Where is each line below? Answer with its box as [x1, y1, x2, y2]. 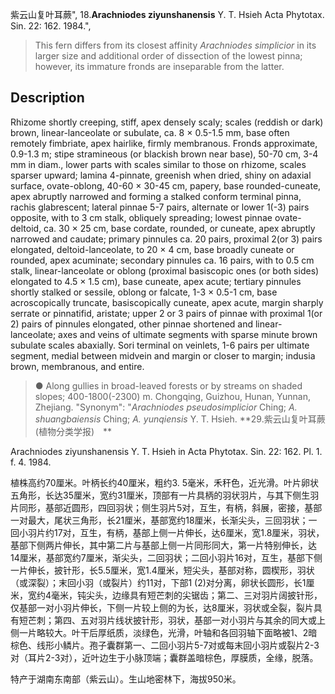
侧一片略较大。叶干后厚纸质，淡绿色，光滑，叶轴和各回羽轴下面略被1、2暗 [10, 626, 318, 638]
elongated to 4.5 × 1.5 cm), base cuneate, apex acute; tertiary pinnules [10, 275, 302, 287]
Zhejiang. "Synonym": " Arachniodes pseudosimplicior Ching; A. [34, 401, 298, 413]
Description [10, 89, 85, 107]
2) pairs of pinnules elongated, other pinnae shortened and [10, 318, 254, 330]
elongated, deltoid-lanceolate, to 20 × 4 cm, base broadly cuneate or [10, 243, 295, 255]
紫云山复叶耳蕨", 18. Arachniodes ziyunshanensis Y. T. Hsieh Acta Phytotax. [10, 9, 325, 20]
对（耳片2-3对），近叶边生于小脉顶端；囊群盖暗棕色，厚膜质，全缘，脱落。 [10, 651, 319, 663]
